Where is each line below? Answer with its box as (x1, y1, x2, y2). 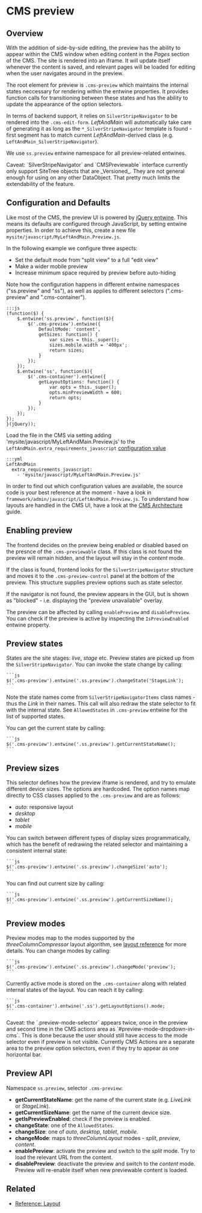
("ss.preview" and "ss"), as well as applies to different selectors (6, 287, 164, 294)
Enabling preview (6, 526, 73, 536)
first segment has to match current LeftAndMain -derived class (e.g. (6, 131, 174, 138)
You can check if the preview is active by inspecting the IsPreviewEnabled (6, 615, 189, 622)
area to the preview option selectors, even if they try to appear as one (6, 1044, 179, 1052)
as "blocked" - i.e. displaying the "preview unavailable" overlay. (6, 597, 164, 604)
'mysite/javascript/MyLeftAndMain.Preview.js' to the (6, 438, 135, 445)
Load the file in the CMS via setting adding (6, 432, 112, 439)
